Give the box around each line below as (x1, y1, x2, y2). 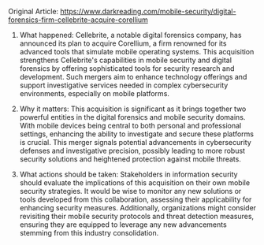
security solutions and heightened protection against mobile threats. (19, 154, 242, 164)
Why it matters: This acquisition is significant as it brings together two (19, 104, 247, 113)
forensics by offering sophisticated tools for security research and (19, 64, 235, 73)
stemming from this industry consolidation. (19, 228, 159, 237)
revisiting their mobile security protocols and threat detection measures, (19, 212, 255, 221)
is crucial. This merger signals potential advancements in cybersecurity (19, 138, 252, 147)
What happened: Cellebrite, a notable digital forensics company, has (19, 31, 242, 39)
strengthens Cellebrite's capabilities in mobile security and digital (19, 55, 232, 65)
